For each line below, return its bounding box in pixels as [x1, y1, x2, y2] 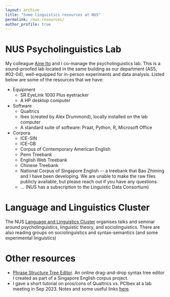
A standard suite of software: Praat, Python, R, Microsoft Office [20, 124, 152, 130]
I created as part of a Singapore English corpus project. [12, 275, 128, 281]
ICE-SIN [20, 136, 37, 142]
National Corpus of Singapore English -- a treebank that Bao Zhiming [20, 168, 165, 174]
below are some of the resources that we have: [5, 77, 104, 83]
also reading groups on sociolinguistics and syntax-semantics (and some [5, 230, 158, 236]
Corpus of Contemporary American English [20, 146, 111, 152]
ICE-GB [20, 141, 37, 147]
